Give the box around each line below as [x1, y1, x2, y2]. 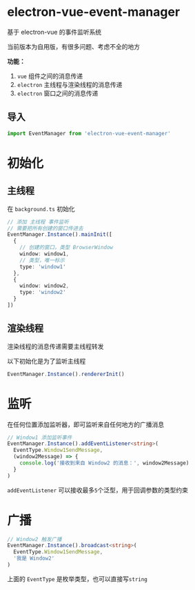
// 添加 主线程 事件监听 [7, 218, 69, 225]
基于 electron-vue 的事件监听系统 [7, 28, 102, 36]
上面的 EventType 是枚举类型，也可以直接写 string [7, 574, 148, 583]
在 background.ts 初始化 [7, 204, 75, 213]
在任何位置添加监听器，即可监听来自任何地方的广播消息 [7, 420, 164, 429]
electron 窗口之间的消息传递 [17, 89, 99, 97]
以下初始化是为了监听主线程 [7, 357, 86, 365]
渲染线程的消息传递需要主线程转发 [7, 342, 104, 351]
